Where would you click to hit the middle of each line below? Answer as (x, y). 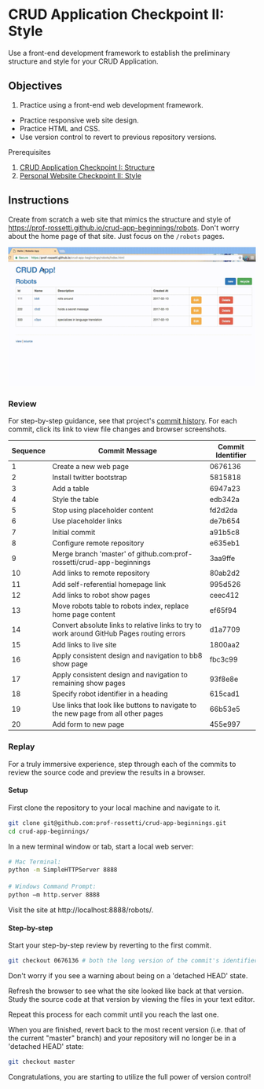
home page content (84, 614)
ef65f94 (223, 610)
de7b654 (225, 521)
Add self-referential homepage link (109, 584)
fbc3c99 (224, 660)
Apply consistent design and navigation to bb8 (127, 655)
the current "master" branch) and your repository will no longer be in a (122, 1038)
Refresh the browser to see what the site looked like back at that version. (126, 991)
